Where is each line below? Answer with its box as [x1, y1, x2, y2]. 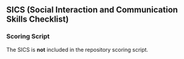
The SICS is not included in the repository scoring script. [6, 46, 149, 53]
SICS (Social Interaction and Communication [6, 5, 178, 15]
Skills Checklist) [6, 14, 69, 25]
